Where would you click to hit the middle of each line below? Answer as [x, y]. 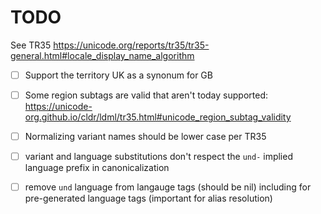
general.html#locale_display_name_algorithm [102, 55]
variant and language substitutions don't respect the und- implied [158, 157]
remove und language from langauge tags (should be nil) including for [168, 187]
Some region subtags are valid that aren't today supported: [146, 95]
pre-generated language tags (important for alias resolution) [148, 198]
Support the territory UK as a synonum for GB [118, 75]
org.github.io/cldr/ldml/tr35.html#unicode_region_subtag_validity [158, 117]
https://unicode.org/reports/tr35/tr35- [131, 45]
